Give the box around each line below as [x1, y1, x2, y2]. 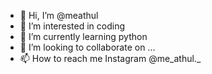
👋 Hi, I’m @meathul [19, 10, 99, 21]
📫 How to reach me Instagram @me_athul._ [19, 53, 202, 64]
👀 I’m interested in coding [19, 20, 126, 32]
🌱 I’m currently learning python [19, 31, 148, 42]
